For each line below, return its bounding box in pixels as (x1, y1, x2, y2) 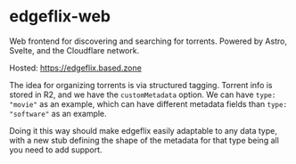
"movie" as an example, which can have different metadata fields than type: (9, 98, 288, 109)
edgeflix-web (9, 6, 111, 27)
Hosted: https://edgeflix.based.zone (9, 62, 143, 73)
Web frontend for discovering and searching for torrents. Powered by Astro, (9, 36, 288, 46)
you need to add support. (9, 144, 103, 155)
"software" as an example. (9, 108, 107, 119)
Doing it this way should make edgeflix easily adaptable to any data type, (9, 125, 278, 135)
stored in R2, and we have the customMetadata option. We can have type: (9, 89, 276, 100)
